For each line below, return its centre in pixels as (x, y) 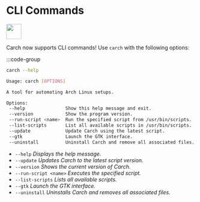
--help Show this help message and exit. (80, 109)
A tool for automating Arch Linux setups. (60, 92)
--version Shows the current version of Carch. (73, 166)
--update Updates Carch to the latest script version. (79, 160)
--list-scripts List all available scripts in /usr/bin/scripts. (100, 125)
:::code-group (23, 59)
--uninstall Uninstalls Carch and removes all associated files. (92, 192)
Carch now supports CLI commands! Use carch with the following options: (98, 47)
